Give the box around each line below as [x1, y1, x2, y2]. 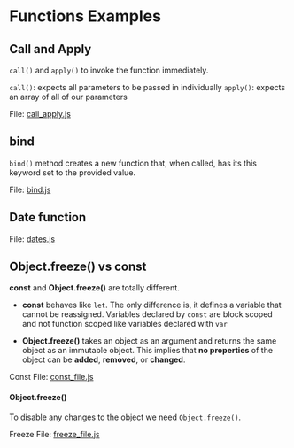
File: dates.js [9, 233, 56, 244]
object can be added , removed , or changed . [21, 354, 186, 365]
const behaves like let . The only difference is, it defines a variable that [21, 299, 282, 311]
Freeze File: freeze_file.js [9, 429, 100, 439]
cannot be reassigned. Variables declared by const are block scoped [21, 309, 273, 320]
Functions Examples [9, 6, 162, 27]
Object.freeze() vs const [9, 259, 147, 274]
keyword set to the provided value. [9, 166, 135, 178]
